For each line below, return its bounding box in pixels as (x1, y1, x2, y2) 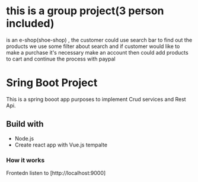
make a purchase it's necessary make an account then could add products (6, 49, 189, 56)
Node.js (14, 135, 34, 142)
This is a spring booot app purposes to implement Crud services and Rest (6, 95, 186, 103)
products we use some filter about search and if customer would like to (6, 43, 180, 50)
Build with (6, 119, 44, 129)
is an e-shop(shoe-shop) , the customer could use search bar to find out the (6, 36, 193, 43)
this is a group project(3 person (6, 4, 164, 18)
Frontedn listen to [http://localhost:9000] (6, 169, 106, 176)
